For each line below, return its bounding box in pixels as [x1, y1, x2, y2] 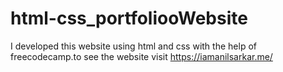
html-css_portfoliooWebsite [10, 7, 248, 30]
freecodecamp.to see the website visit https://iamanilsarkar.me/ [10, 50, 273, 62]
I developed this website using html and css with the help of [10, 40, 257, 52]
